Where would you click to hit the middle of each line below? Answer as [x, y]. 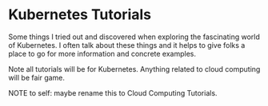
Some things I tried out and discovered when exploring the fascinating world [134, 37]
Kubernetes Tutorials [80, 15]
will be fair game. [37, 77]
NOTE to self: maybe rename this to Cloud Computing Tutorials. [113, 92]
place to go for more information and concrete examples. [102, 53]
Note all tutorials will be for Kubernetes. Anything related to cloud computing [134, 69]
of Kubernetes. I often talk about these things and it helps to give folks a [127, 45]
